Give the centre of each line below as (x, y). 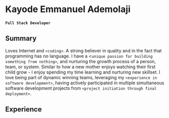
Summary (21, 39)
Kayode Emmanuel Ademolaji (68, 9)
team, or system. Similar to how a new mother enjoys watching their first (80, 67)
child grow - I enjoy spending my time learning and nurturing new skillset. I (83, 72)
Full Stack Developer (28, 23)
